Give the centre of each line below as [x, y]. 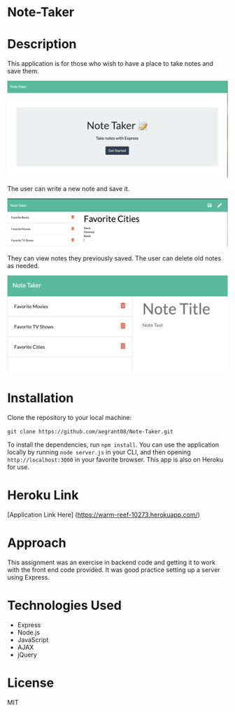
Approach [37, 543]
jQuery [27, 655]
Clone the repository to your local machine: [70, 417]
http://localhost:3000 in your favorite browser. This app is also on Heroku [115, 459]
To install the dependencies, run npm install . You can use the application [113, 445]
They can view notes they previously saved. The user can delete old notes [114, 258]
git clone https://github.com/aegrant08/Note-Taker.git [90, 431]
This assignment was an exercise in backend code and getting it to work [111, 562]
